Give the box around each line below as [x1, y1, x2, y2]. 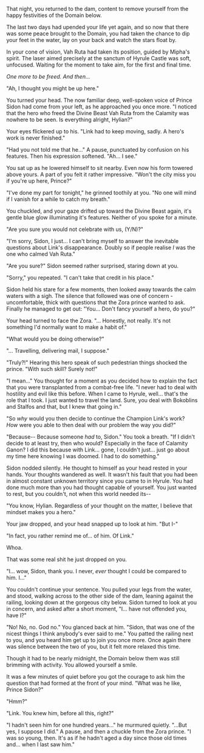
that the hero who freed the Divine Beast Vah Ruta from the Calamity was [6, 110, 189, 116]
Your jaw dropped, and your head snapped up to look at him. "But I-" [6, 520, 178, 528]
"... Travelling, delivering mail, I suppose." [6, 347, 109, 354]
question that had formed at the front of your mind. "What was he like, [6, 679, 182, 687]
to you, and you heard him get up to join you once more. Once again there [6, 637, 191, 643]
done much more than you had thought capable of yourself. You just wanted [6, 484, 197, 491]
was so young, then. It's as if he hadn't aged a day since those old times [6, 734, 187, 741]
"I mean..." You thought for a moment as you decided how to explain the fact [6, 377, 197, 384]
